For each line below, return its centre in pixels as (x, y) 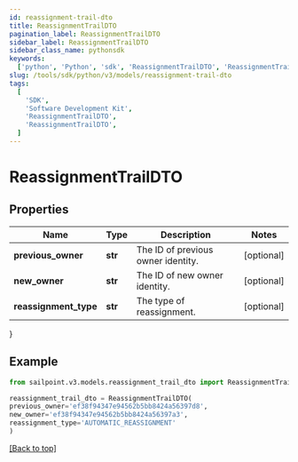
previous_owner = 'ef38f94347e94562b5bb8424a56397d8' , (109, 406)
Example (34, 362)
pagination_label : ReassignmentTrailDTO (85, 34)
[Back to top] (33, 448)
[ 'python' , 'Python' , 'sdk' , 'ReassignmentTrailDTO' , (118, 68)
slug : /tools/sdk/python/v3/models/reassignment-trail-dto (121, 76)
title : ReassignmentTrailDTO (63, 26)
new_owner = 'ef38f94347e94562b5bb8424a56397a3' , (99, 415)
